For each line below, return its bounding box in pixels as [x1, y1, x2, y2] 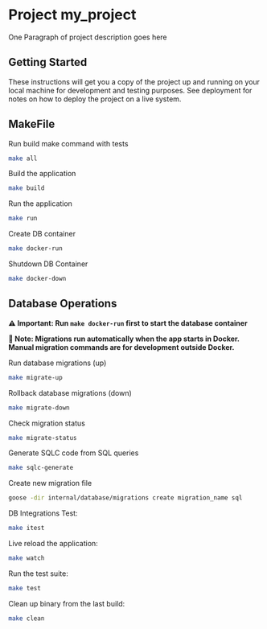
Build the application [8, 169, 76, 179]
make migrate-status [8, 434, 78, 442]
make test [8, 584, 42, 592]
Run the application [8, 199, 72, 208]
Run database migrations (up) [8, 358, 107, 368]
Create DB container [8, 229, 76, 239]
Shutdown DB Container [8, 259, 88, 269]
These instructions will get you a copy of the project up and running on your [8, 76, 260, 86]
